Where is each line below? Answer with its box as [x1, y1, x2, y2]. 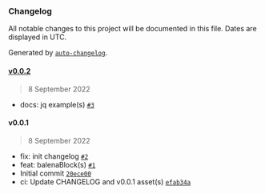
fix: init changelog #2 [19, 151, 89, 161]
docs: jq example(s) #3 [19, 99, 94, 109]
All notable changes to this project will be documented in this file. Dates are [8, 24, 258, 34]
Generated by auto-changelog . [8, 48, 108, 58]
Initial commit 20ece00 [19, 168, 92, 178]
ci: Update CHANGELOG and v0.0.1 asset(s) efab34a [19, 176, 191, 186]
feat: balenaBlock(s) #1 [19, 160, 96, 169]
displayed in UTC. [8, 32, 67, 42]
